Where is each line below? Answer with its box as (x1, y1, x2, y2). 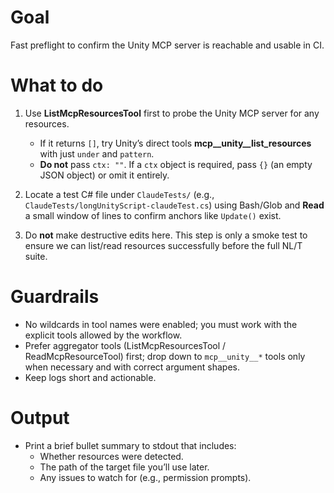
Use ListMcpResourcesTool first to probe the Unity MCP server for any (24, 107, 320, 119)
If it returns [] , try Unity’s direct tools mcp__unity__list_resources (39, 137, 312, 149)
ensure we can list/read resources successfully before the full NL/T (24, 239, 303, 251)
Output (10, 407, 70, 429)
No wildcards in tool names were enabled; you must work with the (24, 318, 298, 330)
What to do (10, 74, 104, 97)
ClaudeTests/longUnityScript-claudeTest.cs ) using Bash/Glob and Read (24, 199, 325, 211)
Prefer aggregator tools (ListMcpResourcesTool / (24, 339, 227, 351)
